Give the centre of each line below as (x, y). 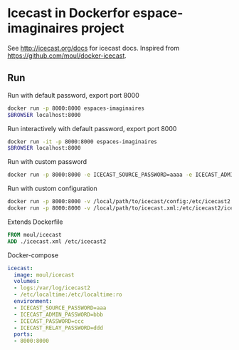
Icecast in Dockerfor (69, 13)
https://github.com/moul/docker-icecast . (67, 56)
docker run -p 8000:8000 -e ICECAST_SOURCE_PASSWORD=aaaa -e (100, 175)
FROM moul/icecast (34, 235)
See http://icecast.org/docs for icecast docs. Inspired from (94, 48)
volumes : (27, 282)
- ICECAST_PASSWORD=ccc (49, 321)
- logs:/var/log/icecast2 (52, 288)
